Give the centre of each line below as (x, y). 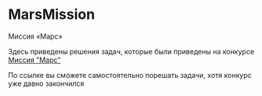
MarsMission (52, 15)
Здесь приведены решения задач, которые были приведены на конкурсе (131, 51)
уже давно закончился (46, 83)
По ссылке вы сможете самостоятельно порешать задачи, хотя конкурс (130, 75)
